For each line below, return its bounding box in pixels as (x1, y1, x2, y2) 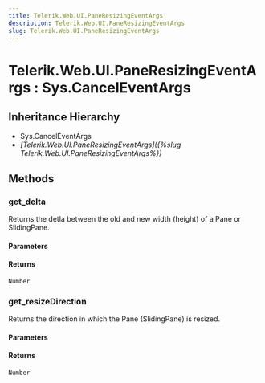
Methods (8, 172, 55, 185)
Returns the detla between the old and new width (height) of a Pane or (8, 214, 242, 224)
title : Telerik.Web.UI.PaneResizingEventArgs (8, 11, 163, 20)
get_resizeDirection (8, 295, 87, 307)
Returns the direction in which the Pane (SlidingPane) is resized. (8, 314, 221, 324)
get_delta (8, 196, 47, 207)
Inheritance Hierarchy (8, 110, 120, 124)
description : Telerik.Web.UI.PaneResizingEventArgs (8, 19, 185, 27)
